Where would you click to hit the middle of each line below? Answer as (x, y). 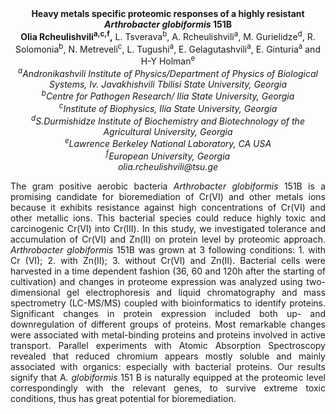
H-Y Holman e (168, 60)
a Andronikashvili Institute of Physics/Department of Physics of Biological (168, 72)
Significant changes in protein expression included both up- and (168, 313)
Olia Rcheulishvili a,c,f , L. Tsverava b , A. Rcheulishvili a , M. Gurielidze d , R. (168, 35)
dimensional (35, 292)
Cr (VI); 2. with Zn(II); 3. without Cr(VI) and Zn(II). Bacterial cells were (168, 260)
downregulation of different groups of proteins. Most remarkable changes (168, 324)
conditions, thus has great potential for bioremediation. (123, 398)
